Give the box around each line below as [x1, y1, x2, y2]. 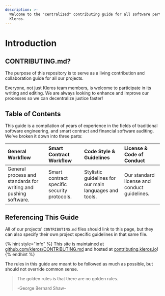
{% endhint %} [5, 252, 35, 257]
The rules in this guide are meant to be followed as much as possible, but [5, 261, 153, 266]
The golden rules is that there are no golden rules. [17, 276, 119, 281]
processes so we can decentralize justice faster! [5, 96, 103, 101]
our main [84, 181, 105, 188]
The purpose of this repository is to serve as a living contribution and [5, 70, 145, 76]
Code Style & [84, 148, 115, 155]
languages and [84, 187, 119, 194]
